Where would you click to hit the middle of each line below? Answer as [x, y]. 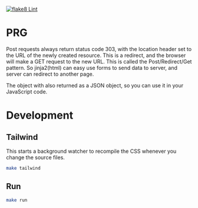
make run [17, 200]
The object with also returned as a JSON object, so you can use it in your [95, 85]
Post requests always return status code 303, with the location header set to [99, 49]
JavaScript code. [27, 92]
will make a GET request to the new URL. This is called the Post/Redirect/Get [99, 61]
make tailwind [24, 168]
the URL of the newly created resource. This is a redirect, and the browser [96, 55]
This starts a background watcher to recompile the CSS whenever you [91, 151]
